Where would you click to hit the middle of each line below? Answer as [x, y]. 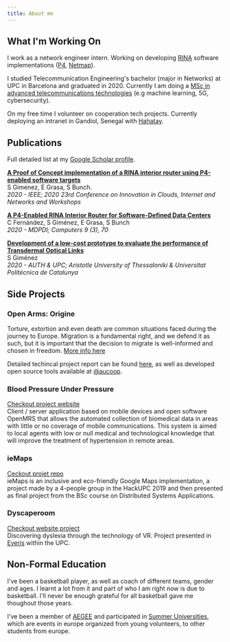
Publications [35, 143]
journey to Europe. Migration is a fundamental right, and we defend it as [109, 336]
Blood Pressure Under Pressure [61, 389]
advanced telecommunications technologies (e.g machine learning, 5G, [108, 93]
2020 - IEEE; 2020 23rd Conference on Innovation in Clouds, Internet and [111, 195]
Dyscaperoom [31, 513]
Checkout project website [44, 404]
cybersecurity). [29, 100]
